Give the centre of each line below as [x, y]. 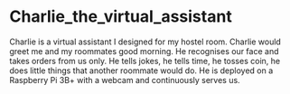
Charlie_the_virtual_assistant [121, 17]
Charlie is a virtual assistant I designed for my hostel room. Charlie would [145, 42]
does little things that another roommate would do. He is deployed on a [141, 70]
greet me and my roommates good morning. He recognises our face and [144, 51]
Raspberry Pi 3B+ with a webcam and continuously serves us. [125, 80]
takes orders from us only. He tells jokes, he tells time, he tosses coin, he [145, 61]
